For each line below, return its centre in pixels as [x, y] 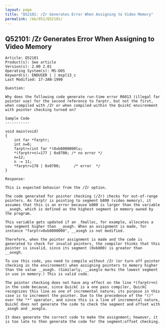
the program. [19, 214]
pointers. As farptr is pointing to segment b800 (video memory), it [78, 201]
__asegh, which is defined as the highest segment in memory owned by [79, 209]
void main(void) [22, 131]
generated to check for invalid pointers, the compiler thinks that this [83, 244]
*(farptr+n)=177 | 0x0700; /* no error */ [58, 153]
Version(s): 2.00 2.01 [28, 67]
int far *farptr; [32, 140]
